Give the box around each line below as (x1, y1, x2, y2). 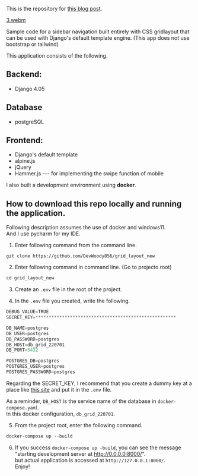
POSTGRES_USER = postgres (6, 364, 65, 370)
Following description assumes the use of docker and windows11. (6, 224, 166, 231)
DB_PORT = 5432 (6, 347, 39, 353)
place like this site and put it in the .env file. (6, 386, 112, 393)
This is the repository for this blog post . (6, 5, 103, 12)
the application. (6, 208, 66, 218)
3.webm (6, 17, 26, 23)
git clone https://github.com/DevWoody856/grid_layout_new (6, 253, 155, 259)
